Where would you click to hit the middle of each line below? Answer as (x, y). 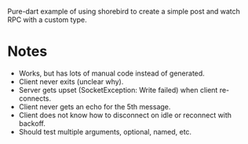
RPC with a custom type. (47, 20)
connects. (35, 98)
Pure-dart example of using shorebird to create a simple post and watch (124, 11)
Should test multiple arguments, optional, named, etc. (105, 131)
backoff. (32, 123)
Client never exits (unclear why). (71, 81)
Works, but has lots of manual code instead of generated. (111, 73)
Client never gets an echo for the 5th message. (95, 106)
